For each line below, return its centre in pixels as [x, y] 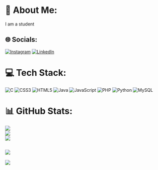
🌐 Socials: [21, 40]
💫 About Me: [31, 10]
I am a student [20, 24]
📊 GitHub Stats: [39, 111]
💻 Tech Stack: [36, 73]
